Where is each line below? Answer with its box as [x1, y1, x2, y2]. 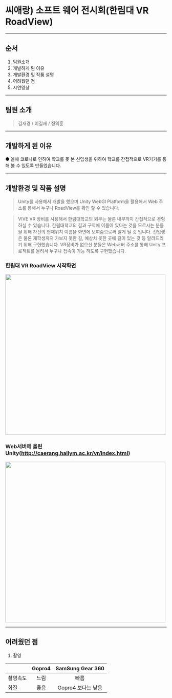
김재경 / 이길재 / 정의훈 [17, 120, 64, 126]
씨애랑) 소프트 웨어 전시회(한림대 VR [5, 5, 149, 16]
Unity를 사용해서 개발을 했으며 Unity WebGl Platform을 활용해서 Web [17, 198, 158, 205]
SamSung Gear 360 [55, 665, 105, 672]
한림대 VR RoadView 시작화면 [5, 262, 76, 269]
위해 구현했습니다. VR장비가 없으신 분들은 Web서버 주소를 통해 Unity [23, 242, 161, 248]
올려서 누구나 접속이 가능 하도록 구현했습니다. [35, 248, 126, 254]
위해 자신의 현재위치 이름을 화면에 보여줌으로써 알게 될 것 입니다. [23, 229, 152, 235]
